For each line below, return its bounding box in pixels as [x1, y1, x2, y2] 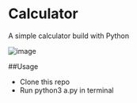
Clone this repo [19, 77, 70, 86]
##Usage [8, 61, 39, 71]
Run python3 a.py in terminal [19, 85, 114, 95]
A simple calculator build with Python [8, 31, 129, 40]
